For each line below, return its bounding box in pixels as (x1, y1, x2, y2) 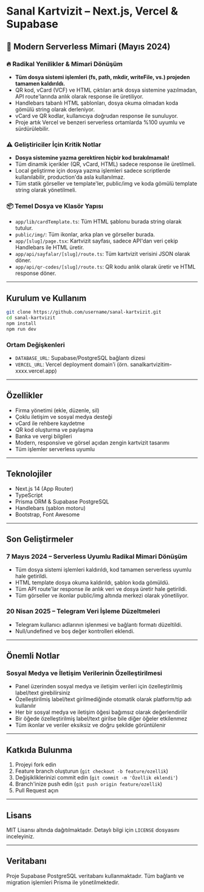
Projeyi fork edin (15, 761, 56, 769)
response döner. (15, 269, 56, 277)
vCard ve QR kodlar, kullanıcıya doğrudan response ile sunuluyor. (15, 112, 178, 119)
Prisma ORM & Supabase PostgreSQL (15, 497, 109, 505)
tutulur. (15, 224, 33, 232)
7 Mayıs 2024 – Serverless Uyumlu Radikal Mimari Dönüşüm (6, 552, 188, 561)
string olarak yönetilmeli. (15, 187, 77, 194)
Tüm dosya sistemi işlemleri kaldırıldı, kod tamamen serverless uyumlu (15, 566, 192, 573)
